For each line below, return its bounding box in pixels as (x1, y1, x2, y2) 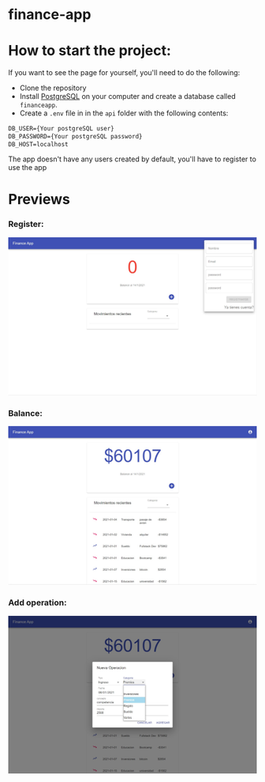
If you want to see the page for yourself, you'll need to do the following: (8, 68, 241, 77)
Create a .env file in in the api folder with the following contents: (19, 108, 229, 118)
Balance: (8, 407, 43, 418)
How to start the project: (8, 42, 172, 60)
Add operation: (8, 597, 67, 608)
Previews (8, 191, 71, 209)
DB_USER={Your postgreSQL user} (8, 125, 114, 133)
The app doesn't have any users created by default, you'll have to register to (8, 154, 256, 164)
